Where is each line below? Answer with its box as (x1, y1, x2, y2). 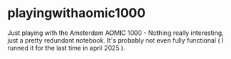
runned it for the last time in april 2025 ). (7, 43, 126, 52)
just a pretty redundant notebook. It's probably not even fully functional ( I (7, 36, 224, 44)
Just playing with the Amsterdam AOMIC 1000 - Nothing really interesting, (7, 28, 224, 37)
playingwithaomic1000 (7, 5, 146, 21)
